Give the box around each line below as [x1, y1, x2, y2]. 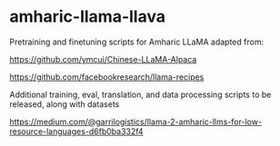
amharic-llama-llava [9, 6, 166, 27]
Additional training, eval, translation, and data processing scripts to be [9, 89, 272, 100]
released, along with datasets [9, 98, 120, 110]
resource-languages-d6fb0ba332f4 [9, 125, 144, 137]
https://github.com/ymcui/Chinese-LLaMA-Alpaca [9, 54, 197, 64]
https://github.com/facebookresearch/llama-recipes [9, 71, 205, 83]
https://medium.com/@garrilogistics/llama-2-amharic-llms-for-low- [9, 116, 262, 127]
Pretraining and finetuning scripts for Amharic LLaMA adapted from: [9, 36, 265, 47]
